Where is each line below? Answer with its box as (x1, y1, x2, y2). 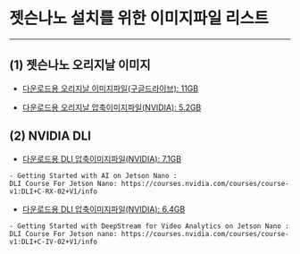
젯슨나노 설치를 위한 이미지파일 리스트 (9, 8, 270, 29)
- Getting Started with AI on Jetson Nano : (9, 171, 178, 180)
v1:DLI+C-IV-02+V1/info (9, 237, 98, 246)
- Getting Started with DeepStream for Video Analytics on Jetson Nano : (9, 221, 290, 231)
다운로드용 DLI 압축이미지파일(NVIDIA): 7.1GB (21, 153, 181, 164)
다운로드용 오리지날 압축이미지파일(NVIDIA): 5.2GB (21, 102, 202, 113)
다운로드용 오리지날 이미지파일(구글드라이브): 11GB (21, 82, 199, 94)
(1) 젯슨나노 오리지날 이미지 (9, 57, 151, 72)
